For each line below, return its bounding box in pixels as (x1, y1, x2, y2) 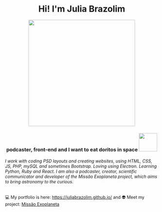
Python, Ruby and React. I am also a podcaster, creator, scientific (5, 169, 137, 175)
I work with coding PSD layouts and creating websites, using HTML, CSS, (5, 158, 152, 164)
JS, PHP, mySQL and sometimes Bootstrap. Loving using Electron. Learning (5, 163, 157, 169)
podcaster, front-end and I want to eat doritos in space (6, 146, 138, 153)
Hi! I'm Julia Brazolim (38, 3, 126, 15)
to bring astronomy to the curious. (5, 179, 74, 185)
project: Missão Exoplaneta (5, 201, 60, 207)
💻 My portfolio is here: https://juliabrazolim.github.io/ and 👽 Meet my (5, 194, 144, 200)
